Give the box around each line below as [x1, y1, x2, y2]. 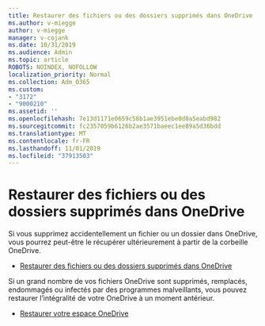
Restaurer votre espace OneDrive [19, 309, 129, 318]
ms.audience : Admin [8, 48, 73, 56]
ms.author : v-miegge [8, 19, 77, 27]
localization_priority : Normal [8, 71, 112, 79]
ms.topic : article [8, 56, 69, 64]
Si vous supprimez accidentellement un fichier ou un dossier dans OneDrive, [8, 229, 258, 239]
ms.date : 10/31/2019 [8, 41, 77, 49]
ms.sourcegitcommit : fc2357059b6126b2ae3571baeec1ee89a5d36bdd [8, 122, 221, 130]
